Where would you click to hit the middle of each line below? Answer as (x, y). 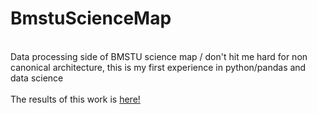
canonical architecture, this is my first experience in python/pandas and (158, 67)
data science (37, 78)
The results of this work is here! (75, 99)
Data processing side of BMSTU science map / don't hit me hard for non (159, 56)
